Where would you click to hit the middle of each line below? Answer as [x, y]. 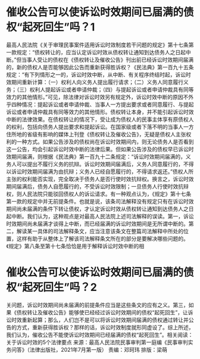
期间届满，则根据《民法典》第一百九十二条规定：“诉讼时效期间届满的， [99, 156]
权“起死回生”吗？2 [51, 287]
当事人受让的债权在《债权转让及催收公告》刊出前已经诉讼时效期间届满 [108, 60]
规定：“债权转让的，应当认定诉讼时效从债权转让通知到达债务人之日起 [101, 52]
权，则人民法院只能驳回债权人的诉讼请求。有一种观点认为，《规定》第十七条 [99, 194]
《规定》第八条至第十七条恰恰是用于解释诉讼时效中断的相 [75, 246]
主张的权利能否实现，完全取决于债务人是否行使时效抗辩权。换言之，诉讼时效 [100, 179]
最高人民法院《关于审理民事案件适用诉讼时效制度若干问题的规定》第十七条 [97, 45]
